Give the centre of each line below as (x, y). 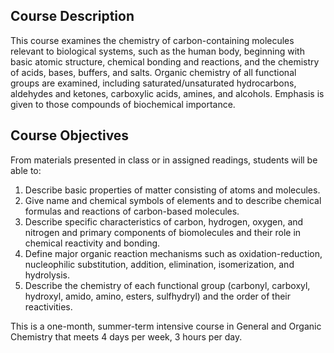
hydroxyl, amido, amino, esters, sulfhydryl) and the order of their (158, 296)
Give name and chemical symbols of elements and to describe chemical (173, 200)
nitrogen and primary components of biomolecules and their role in (163, 232)
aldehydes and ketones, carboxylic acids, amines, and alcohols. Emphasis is (167, 93)
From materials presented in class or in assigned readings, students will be (164, 160)
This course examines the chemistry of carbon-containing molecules (152, 40)
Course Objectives (70, 135)
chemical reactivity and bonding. (92, 243)
